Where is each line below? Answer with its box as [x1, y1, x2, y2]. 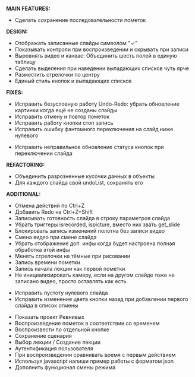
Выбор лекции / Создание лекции [14, 338, 101, 346]
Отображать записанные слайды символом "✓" [14, 40, 138, 46]
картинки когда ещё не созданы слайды [14, 107, 118, 113]
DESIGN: [6, 28, 28, 35]
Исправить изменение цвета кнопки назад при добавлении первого [14, 296, 188, 302]
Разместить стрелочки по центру [14, 71, 100, 78]
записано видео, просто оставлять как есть [14, 278, 127, 284]
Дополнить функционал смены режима [14, 364, 116, 370]
